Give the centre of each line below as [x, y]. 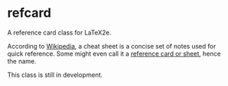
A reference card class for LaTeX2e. [59, 32]
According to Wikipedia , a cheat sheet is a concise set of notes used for [112, 46]
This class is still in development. [55, 75]
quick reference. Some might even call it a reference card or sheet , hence [114, 54]
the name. [22, 61]
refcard [29, 13]
